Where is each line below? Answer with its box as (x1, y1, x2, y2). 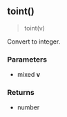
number (17, 103, 40, 111)
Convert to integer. (7, 37, 61, 46)
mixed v (17, 71, 40, 79)
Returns (7, 88, 35, 98)
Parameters (7, 55, 47, 64)
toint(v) (23, 24, 45, 32)
